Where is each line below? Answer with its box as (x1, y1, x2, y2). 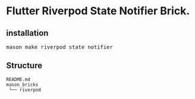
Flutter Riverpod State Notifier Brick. (6, 4, 190, 18)
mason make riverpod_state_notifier (6, 44, 113, 50)
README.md (6, 76, 31, 82)
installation (6, 28, 49, 38)
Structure (6, 61, 43, 71)
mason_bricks (6, 82, 39, 88)
